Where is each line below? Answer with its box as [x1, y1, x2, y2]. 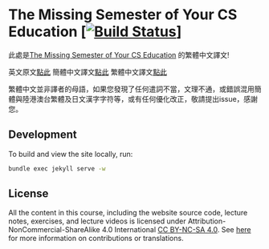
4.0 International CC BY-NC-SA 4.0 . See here [101, 225, 251, 235]
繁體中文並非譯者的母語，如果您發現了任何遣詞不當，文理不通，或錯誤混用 [8, 84, 255, 94]
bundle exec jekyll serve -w [8, 164, 106, 173]
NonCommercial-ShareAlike [8, 225, 100, 235]
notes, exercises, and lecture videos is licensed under [8, 216, 186, 226]
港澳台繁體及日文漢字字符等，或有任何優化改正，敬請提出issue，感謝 [29, 94, 259, 103]
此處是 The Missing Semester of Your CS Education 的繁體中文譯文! [8, 50, 230, 59]
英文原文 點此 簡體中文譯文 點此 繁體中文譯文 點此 [8, 66, 167, 77]
